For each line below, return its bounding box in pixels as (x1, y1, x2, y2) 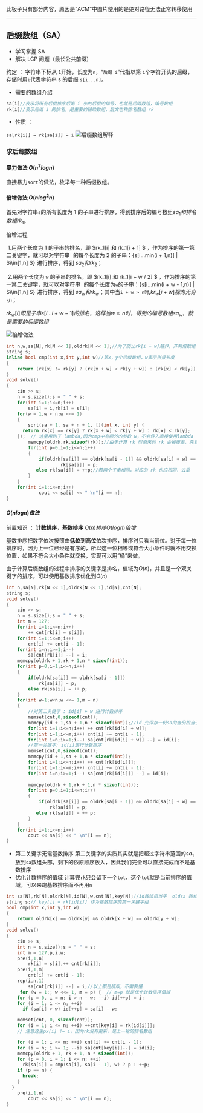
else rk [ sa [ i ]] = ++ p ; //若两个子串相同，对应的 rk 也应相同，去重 (36, 467, 190, 473)
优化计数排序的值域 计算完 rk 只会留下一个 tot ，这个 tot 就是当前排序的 (14, 874, 187, 881)
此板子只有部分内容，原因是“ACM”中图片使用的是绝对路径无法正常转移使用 (6, 5, 193, 12)
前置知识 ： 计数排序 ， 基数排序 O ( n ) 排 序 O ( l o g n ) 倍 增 (6, 524, 136, 531)
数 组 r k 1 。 (6, 217, 29, 226)
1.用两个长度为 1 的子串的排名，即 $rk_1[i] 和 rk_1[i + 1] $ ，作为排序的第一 (7, 244, 190, 251)
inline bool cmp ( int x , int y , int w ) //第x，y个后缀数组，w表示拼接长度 (6, 354, 175, 361)
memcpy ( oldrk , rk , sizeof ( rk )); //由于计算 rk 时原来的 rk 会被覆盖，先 (28, 439, 194, 446)
